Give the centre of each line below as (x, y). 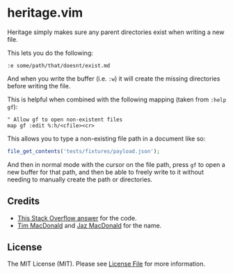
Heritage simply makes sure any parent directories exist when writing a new (116, 32)
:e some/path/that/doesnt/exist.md (59, 65)
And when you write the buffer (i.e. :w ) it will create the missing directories (114, 79)
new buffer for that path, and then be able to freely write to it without (105, 172)
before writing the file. (39, 86)
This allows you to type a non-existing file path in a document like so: (106, 138)
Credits (24, 201)
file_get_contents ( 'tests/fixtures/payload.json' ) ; (83, 151)
